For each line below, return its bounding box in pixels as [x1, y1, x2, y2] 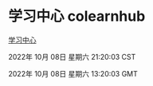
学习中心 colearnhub [8, 7, 146, 25]
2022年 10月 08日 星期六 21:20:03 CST [8, 52, 136, 61]
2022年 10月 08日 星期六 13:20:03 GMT [8, 68, 138, 78]
